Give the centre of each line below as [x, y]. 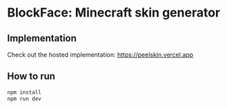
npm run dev [24, 99]
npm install [24, 92]
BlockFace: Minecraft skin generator [114, 13]
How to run [31, 76]
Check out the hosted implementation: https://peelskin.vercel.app [100, 54]
